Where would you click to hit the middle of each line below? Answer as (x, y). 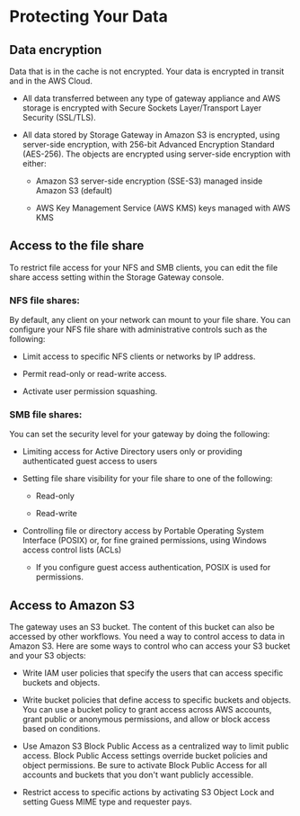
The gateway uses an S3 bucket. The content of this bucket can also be (142, 627)
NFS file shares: (45, 300)
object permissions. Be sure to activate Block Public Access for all (145, 766)
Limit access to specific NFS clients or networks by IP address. (139, 356)
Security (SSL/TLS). (59, 117)
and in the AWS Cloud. (51, 81)
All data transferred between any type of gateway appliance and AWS (151, 98)
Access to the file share (77, 246)
